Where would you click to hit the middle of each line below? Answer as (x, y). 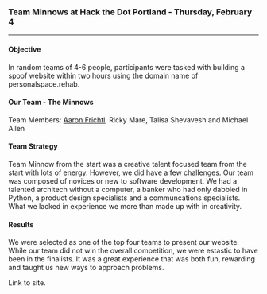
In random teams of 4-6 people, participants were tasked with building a (126, 67)
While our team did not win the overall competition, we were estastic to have (133, 251)
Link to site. (27, 283)
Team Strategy (33, 146)
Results (21, 224)
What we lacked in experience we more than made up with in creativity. (125, 206)
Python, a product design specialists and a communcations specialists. (124, 198)
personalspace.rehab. (44, 84)
